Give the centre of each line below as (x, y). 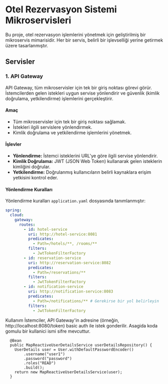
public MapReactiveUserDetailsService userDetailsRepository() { (81, 345)
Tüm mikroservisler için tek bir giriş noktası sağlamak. (69, 121)
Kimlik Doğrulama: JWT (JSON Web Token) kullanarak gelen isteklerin (87, 161)
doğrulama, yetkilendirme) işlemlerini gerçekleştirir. (59, 98)
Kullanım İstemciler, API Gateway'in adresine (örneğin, (62, 320)
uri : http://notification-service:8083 (71, 291)
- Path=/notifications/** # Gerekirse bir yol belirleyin (96, 301)
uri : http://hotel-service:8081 (62, 234)
